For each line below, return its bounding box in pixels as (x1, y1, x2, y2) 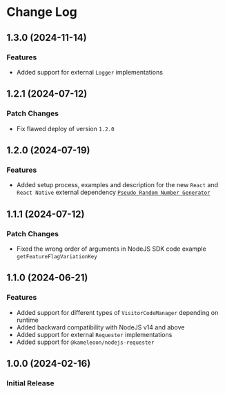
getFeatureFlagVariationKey (16, 253, 97, 260)
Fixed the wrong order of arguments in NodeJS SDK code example (16, 245, 206, 253)
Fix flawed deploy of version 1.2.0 (16, 124, 115, 133)
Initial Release (6, 378, 55, 387)
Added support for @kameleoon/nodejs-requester (16, 338, 155, 346)
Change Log (6, 4, 77, 20)
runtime (16, 316, 39, 324)
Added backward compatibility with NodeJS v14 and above (16, 323, 185, 332)
